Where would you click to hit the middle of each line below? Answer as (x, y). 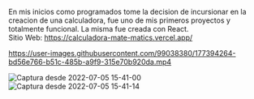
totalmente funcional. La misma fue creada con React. (99, 29)
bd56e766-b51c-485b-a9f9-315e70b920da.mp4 (90, 62)
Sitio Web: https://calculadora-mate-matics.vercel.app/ (101, 37)
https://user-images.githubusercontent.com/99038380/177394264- (122, 53)
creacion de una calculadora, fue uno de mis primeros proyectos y (120, 20)
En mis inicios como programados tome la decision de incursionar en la (127, 12)
